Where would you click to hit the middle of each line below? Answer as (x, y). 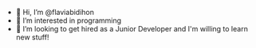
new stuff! (32, 37)
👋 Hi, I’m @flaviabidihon (55, 12)
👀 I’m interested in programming (69, 20)
